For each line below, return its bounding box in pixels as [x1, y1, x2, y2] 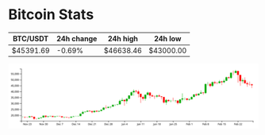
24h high [107, 34, 139, 44]
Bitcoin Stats [8, 6, 94, 24]
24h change [56, 34, 98, 44]
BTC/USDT [13, 34, 49, 44]
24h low [153, 34, 182, 44]
